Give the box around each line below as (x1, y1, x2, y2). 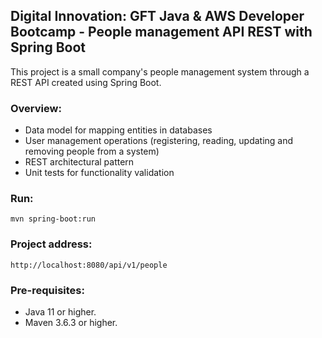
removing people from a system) (24, 145, 160, 158)
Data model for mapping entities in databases (24, 124, 213, 136)
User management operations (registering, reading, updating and (24, 135, 294, 147)
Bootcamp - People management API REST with (10, 24, 313, 41)
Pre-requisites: (10, 283, 85, 297)
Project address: (10, 237, 93, 251)
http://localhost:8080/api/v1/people (10, 260, 168, 270)
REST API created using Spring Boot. (10, 76, 162, 88)
